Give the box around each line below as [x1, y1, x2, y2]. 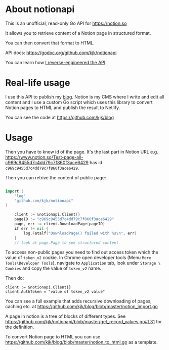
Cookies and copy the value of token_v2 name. [5, 265, 101, 271]
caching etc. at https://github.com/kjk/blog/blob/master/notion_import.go [5, 304, 158, 310]
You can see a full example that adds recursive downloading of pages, [5, 298, 152, 304]
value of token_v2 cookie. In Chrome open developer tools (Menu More [5, 255, 151, 261]
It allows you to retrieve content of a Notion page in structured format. [5, 30, 151, 36]
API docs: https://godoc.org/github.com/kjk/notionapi [5, 49, 117, 56]
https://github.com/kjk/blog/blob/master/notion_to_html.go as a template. [5, 339, 158, 345]
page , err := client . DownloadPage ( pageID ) [14, 221, 105, 227]
